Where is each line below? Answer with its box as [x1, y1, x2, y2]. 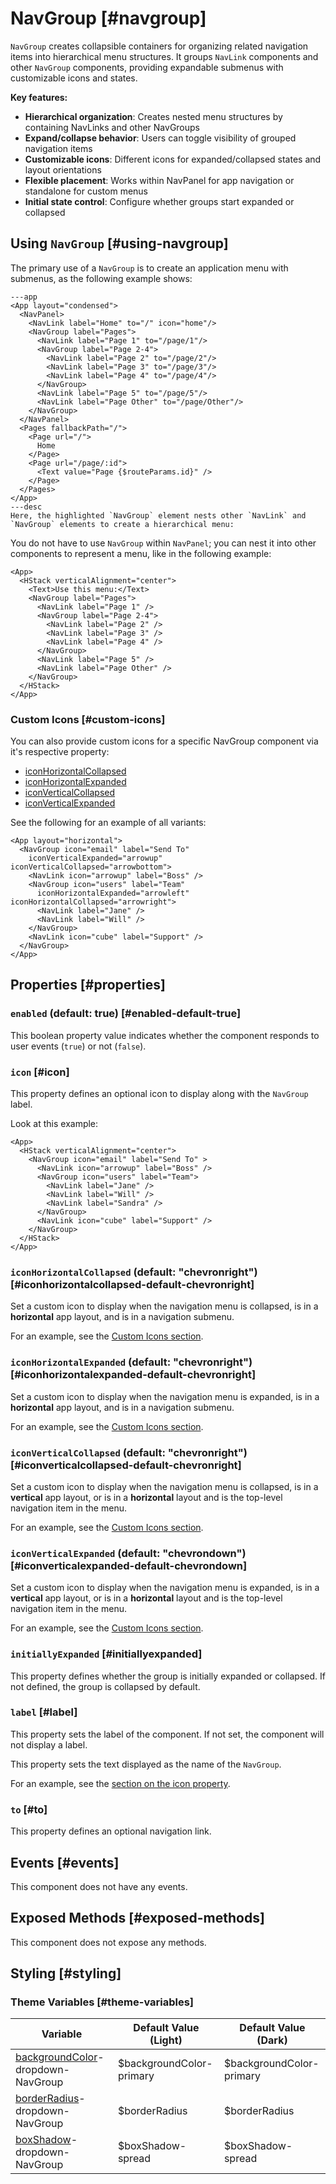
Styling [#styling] [10, 1965, 122, 1982]
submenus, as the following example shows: [10, 272, 193, 284]
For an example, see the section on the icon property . [10, 1777, 231, 1789]
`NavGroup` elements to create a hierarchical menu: [10, 519, 235, 529]
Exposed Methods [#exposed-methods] [10, 1910, 265, 1927]
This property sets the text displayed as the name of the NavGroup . [10, 1758, 282, 1770]
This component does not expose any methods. [10, 1936, 207, 1948]
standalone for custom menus [24, 185, 149, 197]
